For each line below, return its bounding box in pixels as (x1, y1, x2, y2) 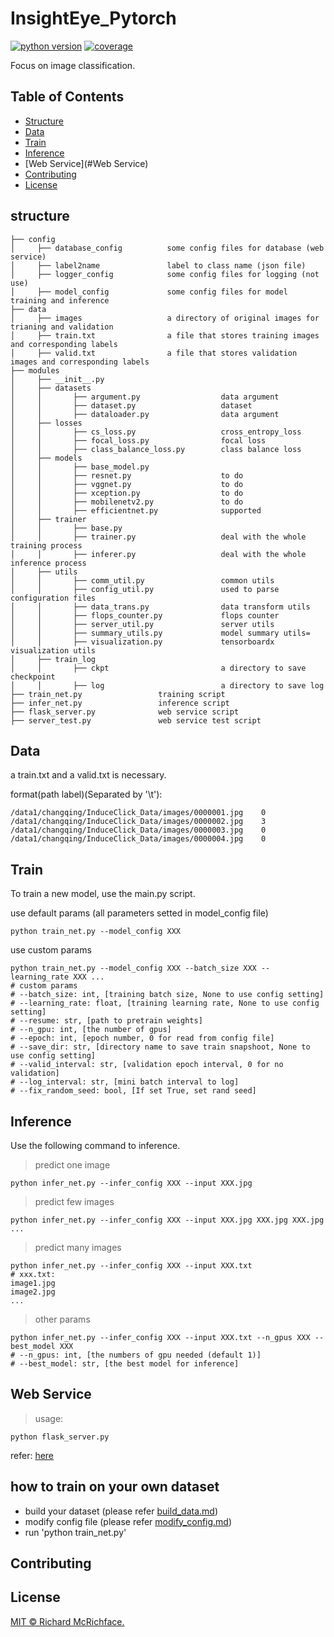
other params (34, 1313, 91, 1325)
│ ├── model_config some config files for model (10, 287, 288, 297)
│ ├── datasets (10, 383, 92, 393)
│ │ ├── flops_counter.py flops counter (10, 610, 280, 621)
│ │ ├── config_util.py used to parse (10, 584, 280, 594)
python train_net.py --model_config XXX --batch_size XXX (10, 963, 257, 974)
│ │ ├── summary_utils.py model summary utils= (10, 628, 311, 638)
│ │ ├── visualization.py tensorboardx (10, 637, 275, 647)
